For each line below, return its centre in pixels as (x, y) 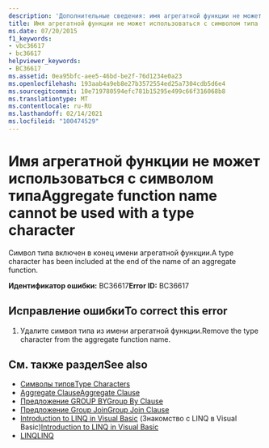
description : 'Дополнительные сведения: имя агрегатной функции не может (135, 16)
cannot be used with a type (101, 213)
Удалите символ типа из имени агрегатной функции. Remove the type (139, 331)
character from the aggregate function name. (95, 339)
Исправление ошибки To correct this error (118, 311)
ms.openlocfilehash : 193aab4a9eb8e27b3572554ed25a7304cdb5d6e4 (117, 83)
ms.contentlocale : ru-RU (50, 106)
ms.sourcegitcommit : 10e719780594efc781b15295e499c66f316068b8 (117, 91)
